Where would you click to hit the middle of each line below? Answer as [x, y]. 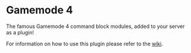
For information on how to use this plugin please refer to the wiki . [84, 44]
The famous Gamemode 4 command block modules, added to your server [95, 26]
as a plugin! [20, 32]
